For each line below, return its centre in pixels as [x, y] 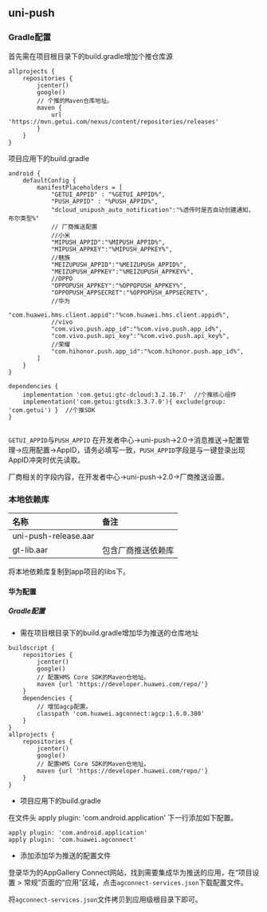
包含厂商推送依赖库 [138, 550]
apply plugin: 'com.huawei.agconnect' [73, 839]
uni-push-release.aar [53, 536]
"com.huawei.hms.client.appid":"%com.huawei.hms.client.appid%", [119, 315]
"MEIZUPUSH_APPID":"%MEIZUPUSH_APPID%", [119, 265]
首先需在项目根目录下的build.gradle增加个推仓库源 [91, 56]
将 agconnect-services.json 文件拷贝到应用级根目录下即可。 [105, 899]
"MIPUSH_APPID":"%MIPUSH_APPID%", [108, 242]
